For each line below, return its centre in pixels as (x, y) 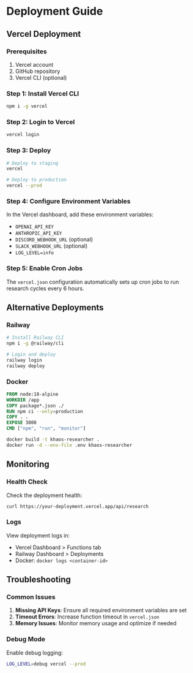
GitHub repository (38, 71)
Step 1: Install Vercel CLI (43, 93)
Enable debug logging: (35, 652)
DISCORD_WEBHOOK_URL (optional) (54, 240)
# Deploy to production (37, 180)
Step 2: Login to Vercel (41, 122)
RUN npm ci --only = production (45, 411)
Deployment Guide (55, 11)
